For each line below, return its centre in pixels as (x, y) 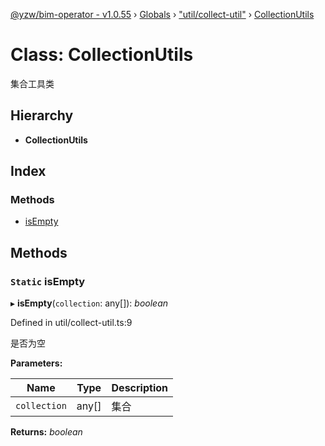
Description (139, 388)
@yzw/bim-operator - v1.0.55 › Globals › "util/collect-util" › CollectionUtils (162, 14)
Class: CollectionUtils (102, 55)
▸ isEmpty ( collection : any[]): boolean (89, 303)
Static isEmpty (48, 281)
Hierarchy (42, 115)
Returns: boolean (46, 432)
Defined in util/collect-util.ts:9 (71, 323)
